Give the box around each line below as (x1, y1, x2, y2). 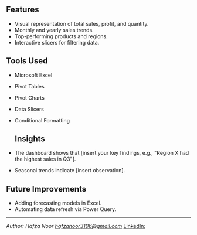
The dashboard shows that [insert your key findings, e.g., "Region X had (14, 149, 189, 156)
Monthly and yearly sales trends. (14, 26, 94, 33)
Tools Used (6, 56, 48, 66)
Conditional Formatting (14, 117, 70, 124)
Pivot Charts (14, 94, 45, 101)
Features (6, 5, 39, 15)
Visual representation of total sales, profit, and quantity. (14, 20, 149, 27)
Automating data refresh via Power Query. (14, 206, 117, 213)
